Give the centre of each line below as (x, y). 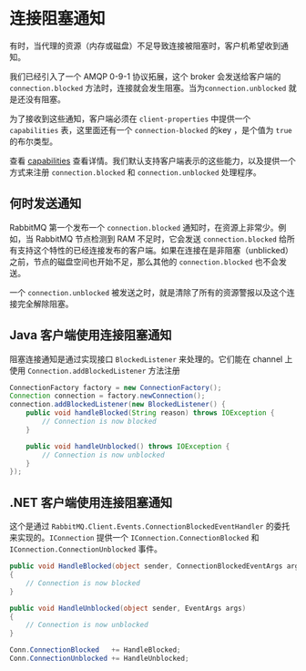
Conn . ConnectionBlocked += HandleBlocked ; (95, 650)
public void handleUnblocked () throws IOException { (128, 446)
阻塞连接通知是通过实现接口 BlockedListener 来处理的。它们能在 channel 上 (151, 359)
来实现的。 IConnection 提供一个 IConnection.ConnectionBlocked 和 (134, 538)
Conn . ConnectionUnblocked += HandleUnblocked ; (99, 658)
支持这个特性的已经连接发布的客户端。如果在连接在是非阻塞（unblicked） (155, 250)
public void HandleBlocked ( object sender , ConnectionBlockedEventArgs (146, 566)
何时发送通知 (46, 204)
